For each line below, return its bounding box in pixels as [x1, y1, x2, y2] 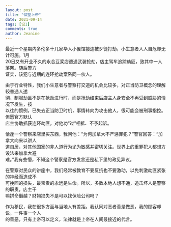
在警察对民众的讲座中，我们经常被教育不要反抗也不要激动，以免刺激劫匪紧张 [5, 167, 166, 173]
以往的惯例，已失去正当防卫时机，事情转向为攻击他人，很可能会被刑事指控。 [5, 107, 166, 113]
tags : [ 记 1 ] [5, 21, 30, 27]
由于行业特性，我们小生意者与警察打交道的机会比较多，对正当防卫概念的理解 [5, 82, 166, 88]
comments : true [5, 26, 38, 32]
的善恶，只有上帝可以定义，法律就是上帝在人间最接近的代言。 [5, 216, 135, 222]
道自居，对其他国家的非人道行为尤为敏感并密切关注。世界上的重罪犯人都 [5, 144, 157, 150]
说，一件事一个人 [5, 210, 41, 216]
